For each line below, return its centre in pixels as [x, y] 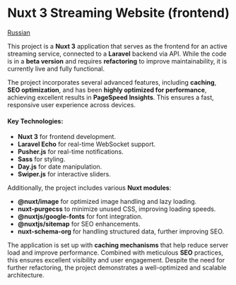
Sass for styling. [41, 159]
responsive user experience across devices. [72, 104]
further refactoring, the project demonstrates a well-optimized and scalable [117, 268]
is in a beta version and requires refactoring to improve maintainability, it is [117, 61]
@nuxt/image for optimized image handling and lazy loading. [107, 202]
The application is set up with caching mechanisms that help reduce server [118, 245]
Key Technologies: [35, 121]
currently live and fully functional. [56, 68]
